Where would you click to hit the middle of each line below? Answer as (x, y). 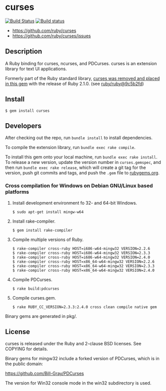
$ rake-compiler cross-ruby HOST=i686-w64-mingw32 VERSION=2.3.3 (81, 253)
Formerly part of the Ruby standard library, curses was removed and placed (83, 78)
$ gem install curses (28, 111)
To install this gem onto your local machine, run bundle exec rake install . (81, 157)
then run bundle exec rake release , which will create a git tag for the (76, 167)
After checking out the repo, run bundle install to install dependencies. (79, 138)
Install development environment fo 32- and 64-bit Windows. (75, 203)
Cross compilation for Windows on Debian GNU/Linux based (79, 186)
